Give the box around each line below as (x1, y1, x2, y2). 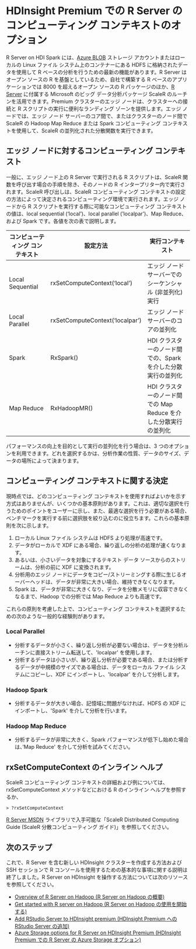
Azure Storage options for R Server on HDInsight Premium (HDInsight (14, 929, 181, 936)
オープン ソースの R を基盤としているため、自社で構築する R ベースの (6, 76, 173, 83)
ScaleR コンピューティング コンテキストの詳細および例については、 (6, 779, 168, 786)
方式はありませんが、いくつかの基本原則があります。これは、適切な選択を (6, 500, 184, 507)
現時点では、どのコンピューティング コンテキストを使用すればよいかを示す (6, 492, 186, 499)
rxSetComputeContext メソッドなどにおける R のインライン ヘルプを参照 (6, 786, 181, 793)
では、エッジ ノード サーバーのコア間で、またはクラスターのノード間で (16, 112, 188, 119)
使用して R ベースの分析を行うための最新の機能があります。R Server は (16, 68, 187, 76)
